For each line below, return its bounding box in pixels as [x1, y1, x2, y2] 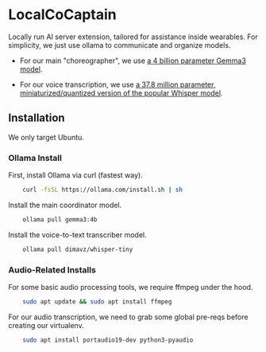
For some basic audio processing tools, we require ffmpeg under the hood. [8, 282, 253, 291]
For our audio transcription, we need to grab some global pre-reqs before [8, 312, 249, 322]
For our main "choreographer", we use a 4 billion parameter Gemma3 [19, 56, 246, 65]
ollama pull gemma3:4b [22, 215, 98, 224]
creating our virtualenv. [8, 320, 85, 330]
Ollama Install [8, 152, 62, 163]
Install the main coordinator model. [8, 200, 122, 209]
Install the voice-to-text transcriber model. [8, 229, 147, 240]
